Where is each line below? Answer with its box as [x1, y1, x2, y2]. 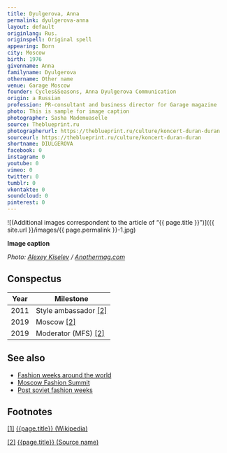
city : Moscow [7, 50, 45, 57]
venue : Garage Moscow [7, 82, 71, 89]
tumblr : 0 [7, 179, 36, 186]
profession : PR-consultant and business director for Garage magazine [7, 102, 217, 109]
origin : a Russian [7, 95, 61, 102]
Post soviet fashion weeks [17, 386, 93, 394]
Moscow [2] [36, 316, 76, 326]
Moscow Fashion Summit [17, 378, 90, 386]
